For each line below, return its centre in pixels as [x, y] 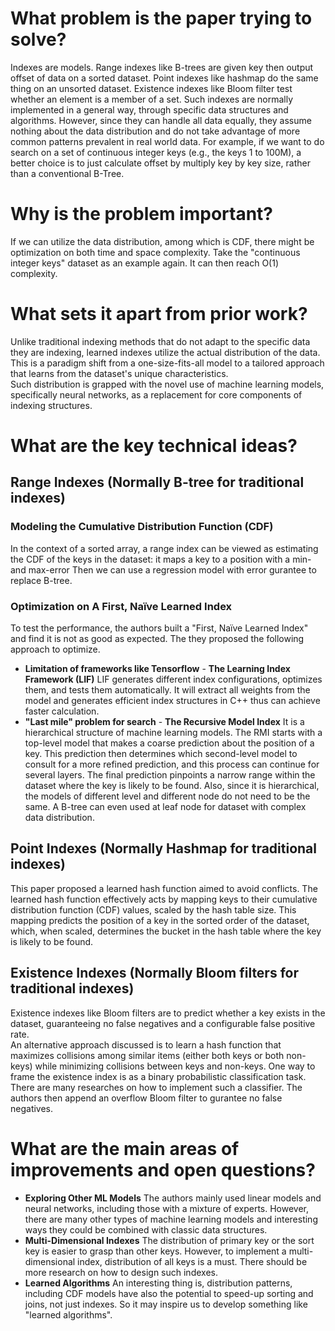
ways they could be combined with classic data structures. [146, 1229]
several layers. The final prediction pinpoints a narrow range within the [170, 774]
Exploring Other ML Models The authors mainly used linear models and [173, 1198]
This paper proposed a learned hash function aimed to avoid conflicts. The [164, 888]
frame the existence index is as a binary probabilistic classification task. [158, 1076]
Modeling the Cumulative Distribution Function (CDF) [142, 527]
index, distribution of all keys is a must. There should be [192, 1261]
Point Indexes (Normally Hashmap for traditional [164, 848]
